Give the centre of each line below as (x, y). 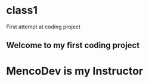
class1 (22, 10)
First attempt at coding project (43, 27)
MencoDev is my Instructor (75, 71)
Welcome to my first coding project (73, 45)
